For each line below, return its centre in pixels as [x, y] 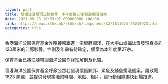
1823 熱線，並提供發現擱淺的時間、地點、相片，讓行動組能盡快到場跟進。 [81, 77]
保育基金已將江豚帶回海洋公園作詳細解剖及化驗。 [55, 60]
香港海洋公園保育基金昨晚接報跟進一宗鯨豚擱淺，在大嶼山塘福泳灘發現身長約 [84, 43]
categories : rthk [23, 28]
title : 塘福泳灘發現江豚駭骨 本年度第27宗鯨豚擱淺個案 [56, 14]
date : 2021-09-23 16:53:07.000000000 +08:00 [52, 19]
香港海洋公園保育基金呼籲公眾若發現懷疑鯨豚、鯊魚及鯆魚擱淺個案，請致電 [82, 71]
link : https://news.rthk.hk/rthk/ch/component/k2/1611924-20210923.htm [81, 24]
